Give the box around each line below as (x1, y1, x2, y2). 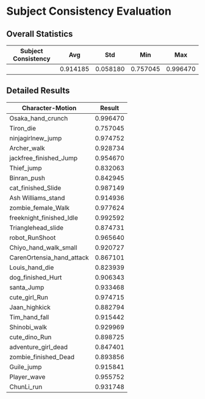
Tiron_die (9, 124, 37, 132)
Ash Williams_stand (9, 193, 65, 202)
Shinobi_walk (9, 323, 48, 331)
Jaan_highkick (9, 303, 51, 311)
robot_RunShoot (9, 233, 56, 242)
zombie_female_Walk (9, 203, 70, 212)
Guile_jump (9, 362, 42, 371)
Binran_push (9, 173, 46, 182)
